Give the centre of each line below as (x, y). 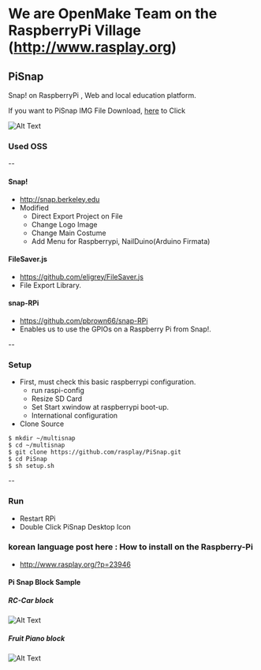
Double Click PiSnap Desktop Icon (75, 526)
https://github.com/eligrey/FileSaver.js (82, 276)
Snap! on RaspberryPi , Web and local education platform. (103, 95)
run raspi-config (58, 391)
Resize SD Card (57, 399)
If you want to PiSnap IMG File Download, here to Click (97, 110)
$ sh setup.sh (32, 466)
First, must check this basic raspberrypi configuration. (108, 382)
